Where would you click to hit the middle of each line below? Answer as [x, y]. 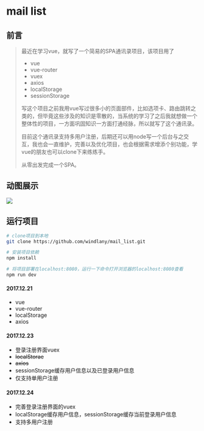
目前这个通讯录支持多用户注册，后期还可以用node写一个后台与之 [102, 136]
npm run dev [21, 275]
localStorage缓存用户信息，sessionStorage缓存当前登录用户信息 [96, 415]
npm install [21, 258]
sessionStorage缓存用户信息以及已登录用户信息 [75, 371]
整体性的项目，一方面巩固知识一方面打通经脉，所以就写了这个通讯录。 [109, 124]
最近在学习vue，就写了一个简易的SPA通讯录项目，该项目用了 [98, 51]
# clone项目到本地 [27, 236]
